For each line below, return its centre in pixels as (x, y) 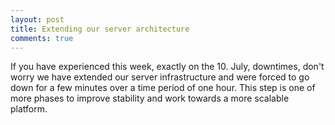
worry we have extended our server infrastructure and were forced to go (160, 77)
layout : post (37, 19)
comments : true (42, 38)
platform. (29, 109)
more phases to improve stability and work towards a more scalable (150, 98)
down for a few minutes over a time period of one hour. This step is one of (163, 88)
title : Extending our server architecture (100, 29)
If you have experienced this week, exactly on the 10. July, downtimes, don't (167, 67)
